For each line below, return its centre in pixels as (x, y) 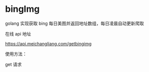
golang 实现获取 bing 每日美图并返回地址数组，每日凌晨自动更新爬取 (74, 23)
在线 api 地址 (18, 34)
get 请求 (14, 64)
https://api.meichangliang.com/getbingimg (48, 43)
